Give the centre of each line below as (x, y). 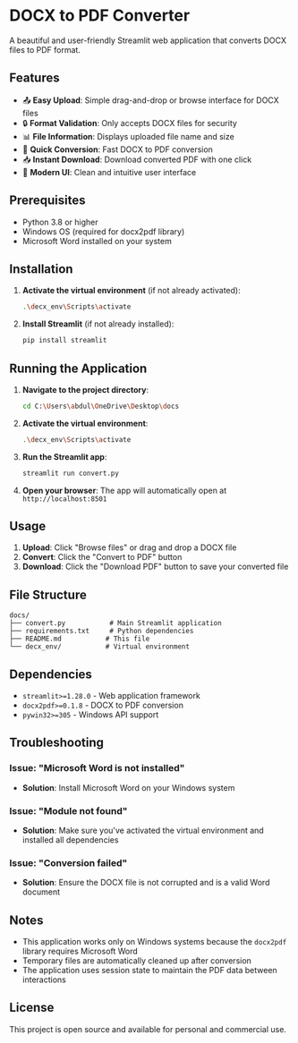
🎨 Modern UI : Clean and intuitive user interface (109, 172)
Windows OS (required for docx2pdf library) (103, 231)
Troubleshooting (57, 743)
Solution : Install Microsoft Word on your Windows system (128, 787)
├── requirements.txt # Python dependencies (102, 632)
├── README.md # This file (80, 639)
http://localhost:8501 (64, 499)
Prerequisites (47, 201)
